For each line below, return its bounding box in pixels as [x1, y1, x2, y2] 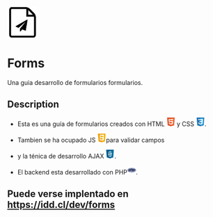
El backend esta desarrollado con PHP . [17, 168, 138, 176]
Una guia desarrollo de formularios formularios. [7, 78, 143, 86]
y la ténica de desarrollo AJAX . [17, 152, 117, 160]
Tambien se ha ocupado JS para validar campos [17, 136, 165, 144]
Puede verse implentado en [7, 188, 129, 200]
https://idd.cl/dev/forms [7, 199, 116, 211]
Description [7, 99, 59, 111]
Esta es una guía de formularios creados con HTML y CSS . [17, 120, 207, 128]
